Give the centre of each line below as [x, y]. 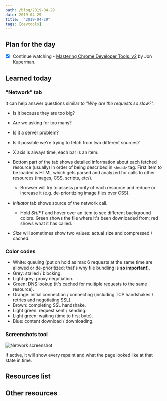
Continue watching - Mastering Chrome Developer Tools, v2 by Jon [82, 56]
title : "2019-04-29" [28, 19]
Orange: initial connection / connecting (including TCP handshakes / [83, 295]
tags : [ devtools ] [23, 24]
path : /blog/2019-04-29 [30, 10]
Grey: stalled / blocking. [37, 273]
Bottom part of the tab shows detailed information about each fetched [85, 162]
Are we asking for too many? [42, 123]
